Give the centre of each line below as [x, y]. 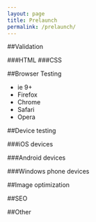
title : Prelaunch [32, 20]
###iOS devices [30, 144]
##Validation [25, 47]
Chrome [29, 102]
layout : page [26, 14]
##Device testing [32, 131]
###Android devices [37, 158]
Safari [26, 110]
